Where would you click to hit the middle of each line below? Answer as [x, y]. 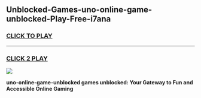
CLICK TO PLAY [29, 36]
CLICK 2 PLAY [27, 58]
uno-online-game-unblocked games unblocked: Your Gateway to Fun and [100, 82]
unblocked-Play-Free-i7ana [59, 19]
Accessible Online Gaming [40, 88]
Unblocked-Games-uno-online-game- [79, 10]
